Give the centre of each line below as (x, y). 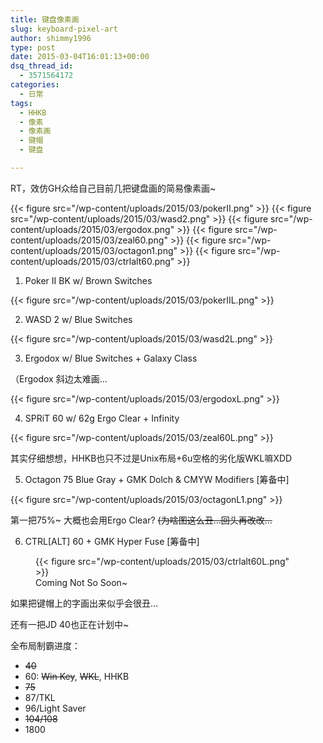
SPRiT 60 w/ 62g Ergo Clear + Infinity (102, 418)
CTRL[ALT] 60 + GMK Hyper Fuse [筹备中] (112, 541)
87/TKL (40, 697)
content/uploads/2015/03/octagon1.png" (94, 250)
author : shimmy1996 (51, 38)
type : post (33, 47)
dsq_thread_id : (42, 66)
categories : (35, 85)
